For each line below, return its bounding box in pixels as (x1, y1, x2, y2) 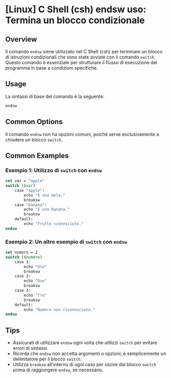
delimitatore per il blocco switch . (12, 356, 82, 362)
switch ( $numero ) (5, 254, 43, 260)
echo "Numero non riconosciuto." (24, 307, 96, 312)
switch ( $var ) (5, 183, 36, 188)
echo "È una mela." (24, 192, 66, 198)
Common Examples (5, 151, 69, 160)
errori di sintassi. (12, 345, 49, 351)
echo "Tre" (24, 292, 47, 298)
